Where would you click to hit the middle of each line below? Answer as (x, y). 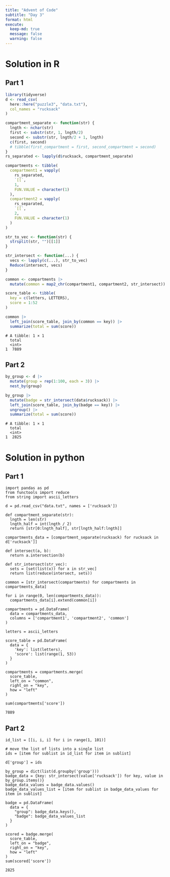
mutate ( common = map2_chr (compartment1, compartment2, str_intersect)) (88, 284)
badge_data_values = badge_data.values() (50, 785)
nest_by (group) (26, 386)
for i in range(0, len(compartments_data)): (53, 596)
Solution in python (45, 457)
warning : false (26, 39)
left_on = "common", (32, 681)
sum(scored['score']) (28, 861)
